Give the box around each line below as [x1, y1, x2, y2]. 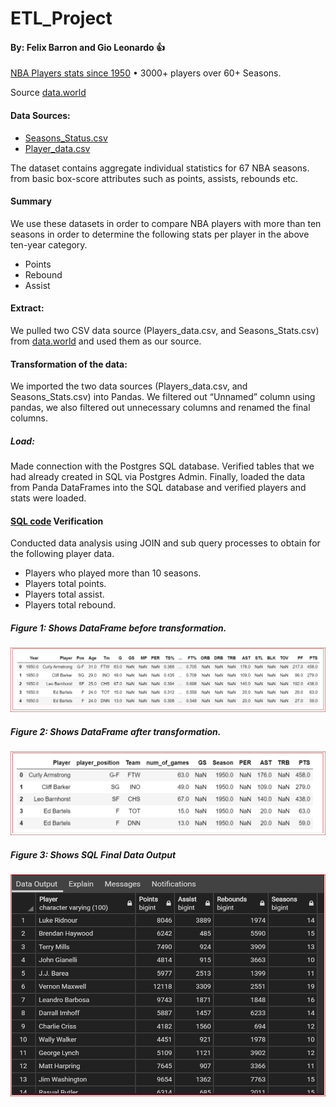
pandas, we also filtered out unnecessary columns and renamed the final [10, 402, 311, 414]
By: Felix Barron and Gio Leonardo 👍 [10, 41, 165, 53]
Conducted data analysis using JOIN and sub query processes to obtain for [10, 537, 321, 549]
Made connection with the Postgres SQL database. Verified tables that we [10, 460, 315, 472]
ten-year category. [10, 238, 88, 251]
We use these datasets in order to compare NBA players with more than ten [10, 217, 322, 229]
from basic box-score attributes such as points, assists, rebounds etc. [10, 172, 299, 184]
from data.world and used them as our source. [10, 335, 202, 347]
